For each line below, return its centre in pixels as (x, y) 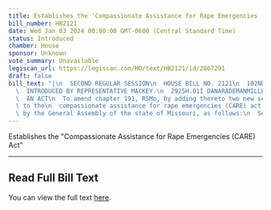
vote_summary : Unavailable (54, 61)
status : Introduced (41, 38)
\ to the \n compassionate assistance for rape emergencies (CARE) (131, 106)
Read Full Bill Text (54, 178)
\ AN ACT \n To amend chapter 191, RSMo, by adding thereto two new (135, 99)
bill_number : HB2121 (43, 23)
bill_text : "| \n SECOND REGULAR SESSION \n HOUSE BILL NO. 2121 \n (124, 83)
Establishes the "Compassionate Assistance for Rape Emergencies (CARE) (132, 136)
